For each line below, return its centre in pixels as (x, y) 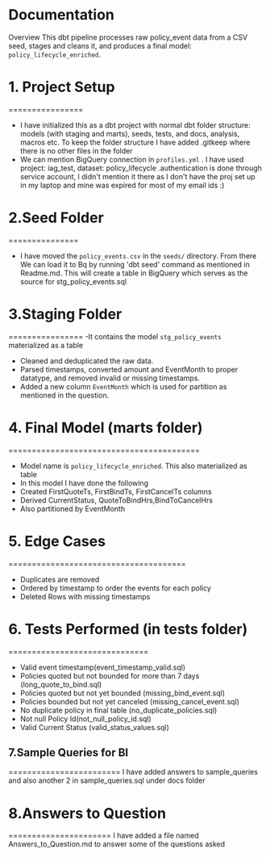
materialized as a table (46, 345)
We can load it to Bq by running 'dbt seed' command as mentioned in (135, 264)
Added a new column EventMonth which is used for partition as (123, 386)
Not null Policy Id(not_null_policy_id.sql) (85, 718)
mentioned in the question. (64, 395)
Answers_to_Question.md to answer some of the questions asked (117, 844)
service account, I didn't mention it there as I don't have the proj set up (137, 176)
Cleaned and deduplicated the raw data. (87, 360)
